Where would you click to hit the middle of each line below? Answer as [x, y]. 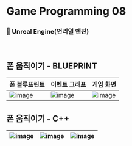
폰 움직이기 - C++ [38, 118]
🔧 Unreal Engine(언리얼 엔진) [48, 32]
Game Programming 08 [66, 11]
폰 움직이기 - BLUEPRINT [52, 66]
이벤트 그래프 [68, 85]
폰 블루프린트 [27, 85]
